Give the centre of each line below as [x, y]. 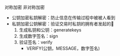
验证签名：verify [36, 42]
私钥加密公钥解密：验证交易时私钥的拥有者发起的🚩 [63, 24]
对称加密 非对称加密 [25, 7]
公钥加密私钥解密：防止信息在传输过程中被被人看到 [63, 18]
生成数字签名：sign [39, 36]
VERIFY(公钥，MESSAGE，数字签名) [63, 48]
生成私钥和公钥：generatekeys [50, 30]
